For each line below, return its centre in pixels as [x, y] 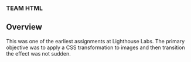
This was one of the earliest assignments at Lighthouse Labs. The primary [95, 41]
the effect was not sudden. [39, 53]
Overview [24, 27]
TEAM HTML [24, 8]
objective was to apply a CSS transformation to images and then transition [96, 47]
